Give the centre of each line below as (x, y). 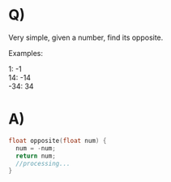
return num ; (36, 156)
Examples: (26, 53)
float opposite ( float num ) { (58, 141)
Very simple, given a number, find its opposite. (86, 37)
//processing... (43, 163)
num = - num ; (36, 148)
